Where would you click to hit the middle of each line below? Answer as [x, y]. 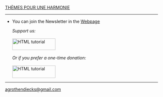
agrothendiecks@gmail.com [33, 89]
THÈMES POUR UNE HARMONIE [38, 8]
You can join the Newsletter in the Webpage [56, 21]
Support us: [24, 31]
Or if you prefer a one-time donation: [49, 58]
